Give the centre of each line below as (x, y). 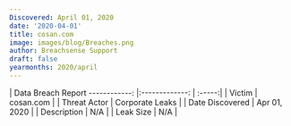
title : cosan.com (42, 34)
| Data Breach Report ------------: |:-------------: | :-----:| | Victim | (133, 92)
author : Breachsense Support (64, 51)
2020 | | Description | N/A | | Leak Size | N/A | (93, 112)
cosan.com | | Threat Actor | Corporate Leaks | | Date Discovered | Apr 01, (146, 102)
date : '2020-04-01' (46, 26)
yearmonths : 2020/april (54, 68)
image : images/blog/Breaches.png (72, 42)
